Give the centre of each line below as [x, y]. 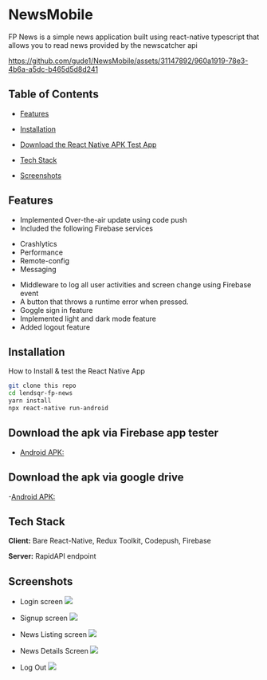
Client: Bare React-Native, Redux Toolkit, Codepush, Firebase [110, 541]
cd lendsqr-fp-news [41, 393]
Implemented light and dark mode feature [88, 318]
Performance [41, 252]
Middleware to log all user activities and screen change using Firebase [135, 284]
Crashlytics [38, 243]
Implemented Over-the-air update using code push [103, 219]
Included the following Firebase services [86, 228]
